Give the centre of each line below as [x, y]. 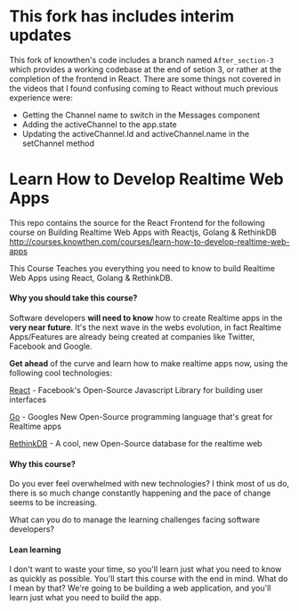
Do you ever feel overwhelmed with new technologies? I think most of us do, [149, 484]
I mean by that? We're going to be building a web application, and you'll [140, 588]
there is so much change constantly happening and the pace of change [140, 493]
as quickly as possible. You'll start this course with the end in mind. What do [149, 579]
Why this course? [42, 463]
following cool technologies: [61, 373]
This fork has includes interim [121, 16]
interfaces [28, 400]
